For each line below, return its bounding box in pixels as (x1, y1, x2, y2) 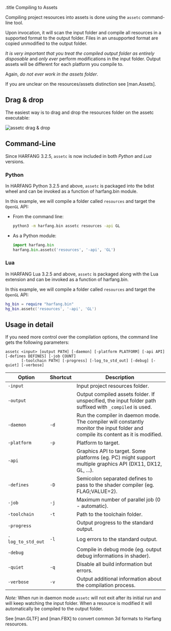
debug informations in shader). (76, 552, 151, 559)
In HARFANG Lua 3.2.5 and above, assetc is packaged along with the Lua (5, 271, 159, 277)
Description (105, 374, 135, 381)
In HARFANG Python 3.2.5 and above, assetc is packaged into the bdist (5, 182, 154, 189)
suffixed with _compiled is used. (76, 404, 152, 411)
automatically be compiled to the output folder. (5, 605, 103, 612)
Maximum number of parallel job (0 (76, 496, 161, 503)
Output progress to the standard (76, 519, 154, 526)
